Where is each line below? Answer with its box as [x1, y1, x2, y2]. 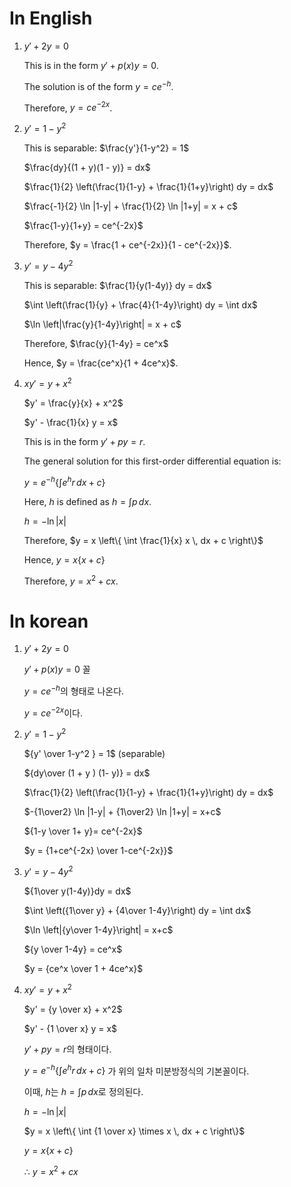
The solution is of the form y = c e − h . [23, 78, 174, 92]
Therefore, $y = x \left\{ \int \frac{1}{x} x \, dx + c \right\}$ [23, 534, 264, 546]
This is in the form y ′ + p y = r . [23, 436, 146, 448]
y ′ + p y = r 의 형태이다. [23, 1043, 112, 1055]
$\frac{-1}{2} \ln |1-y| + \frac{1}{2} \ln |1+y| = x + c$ [23, 200, 238, 212]
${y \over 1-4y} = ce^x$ [23, 943, 123, 956]
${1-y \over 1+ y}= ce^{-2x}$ [23, 825, 143, 837]
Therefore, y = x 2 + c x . [23, 573, 119, 587]
